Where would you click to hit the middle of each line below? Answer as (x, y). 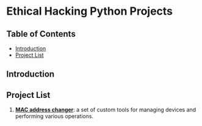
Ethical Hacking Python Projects (89, 11)
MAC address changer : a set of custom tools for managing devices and (106, 110)
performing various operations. (54, 116)
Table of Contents (41, 34)
